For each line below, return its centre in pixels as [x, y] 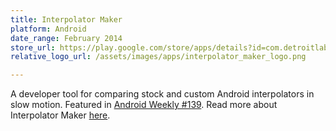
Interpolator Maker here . [60, 115]
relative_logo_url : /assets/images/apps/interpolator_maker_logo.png [158, 57]
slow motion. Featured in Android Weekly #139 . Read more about [144, 105]
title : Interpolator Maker [66, 19]
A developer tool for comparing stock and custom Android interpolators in [162, 94]
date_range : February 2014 [66, 38]
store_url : [33, 47]
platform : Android [48, 29]
